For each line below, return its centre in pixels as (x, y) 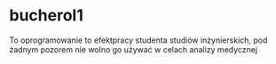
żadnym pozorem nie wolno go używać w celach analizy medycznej (134, 49)
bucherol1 (47, 16)
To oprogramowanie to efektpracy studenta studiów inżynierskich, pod (138, 40)
